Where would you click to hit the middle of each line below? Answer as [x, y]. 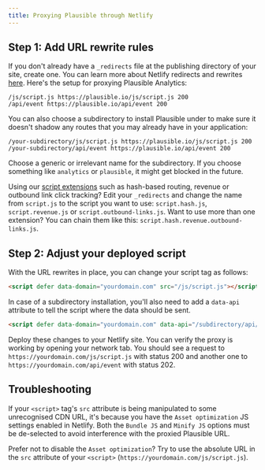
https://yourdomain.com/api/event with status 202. [92, 365]
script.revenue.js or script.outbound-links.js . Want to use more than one [132, 212]
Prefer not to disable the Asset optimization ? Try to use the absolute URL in [132, 449]
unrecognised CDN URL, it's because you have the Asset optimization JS [129, 416]
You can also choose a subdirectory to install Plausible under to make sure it [132, 119]
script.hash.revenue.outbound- [191, 221]
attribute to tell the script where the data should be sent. [99, 310]
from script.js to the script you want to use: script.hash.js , [108, 204]
